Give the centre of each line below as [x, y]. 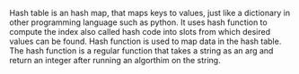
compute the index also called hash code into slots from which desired [140, 32]
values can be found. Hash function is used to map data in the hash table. [145, 41]
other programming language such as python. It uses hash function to [138, 22]
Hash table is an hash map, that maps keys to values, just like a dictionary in [150, 13]
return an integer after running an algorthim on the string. [115, 60]
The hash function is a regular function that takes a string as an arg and [141, 51]
